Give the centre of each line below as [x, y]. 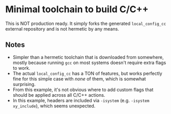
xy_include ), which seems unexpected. [54, 106]
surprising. [24, 84]
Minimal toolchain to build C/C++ [77, 9]
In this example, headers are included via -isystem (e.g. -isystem [81, 100]
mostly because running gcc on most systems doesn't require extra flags [89, 63]
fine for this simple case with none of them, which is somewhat [79, 79]
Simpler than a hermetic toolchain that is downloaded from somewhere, [88, 57]
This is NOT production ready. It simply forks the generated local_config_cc [86, 23]
